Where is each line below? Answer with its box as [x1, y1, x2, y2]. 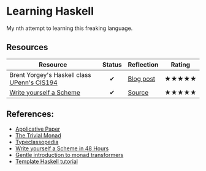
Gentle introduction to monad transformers [15, 151, 124, 158]
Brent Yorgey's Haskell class [9, 70, 91, 79]
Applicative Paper [15, 125, 60, 133]
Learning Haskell [6, 4, 94, 18]
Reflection [128, 60, 159, 68]
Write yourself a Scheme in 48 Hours [15, 145, 109, 152]
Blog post [128, 75, 156, 83]
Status [102, 60, 122, 68]
